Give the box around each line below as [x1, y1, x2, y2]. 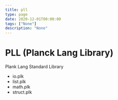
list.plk [12, 79, 26, 85]
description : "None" [5, 26, 48, 31]
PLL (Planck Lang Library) [5, 47, 114, 59]
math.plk [12, 84, 31, 90]
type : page [5, 12, 28, 17]
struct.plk [12, 89, 32, 95]
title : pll [5, 7, 28, 12]
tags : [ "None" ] [5, 21, 37, 26]
